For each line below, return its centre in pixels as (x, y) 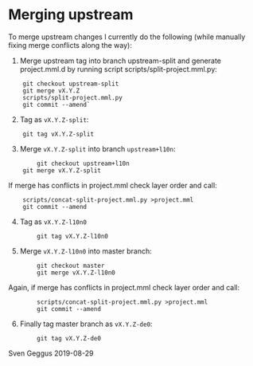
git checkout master (71, 266)
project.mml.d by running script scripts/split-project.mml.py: (118, 69)
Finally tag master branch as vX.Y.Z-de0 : (86, 324)
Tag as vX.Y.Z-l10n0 (53, 222)
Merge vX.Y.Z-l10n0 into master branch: (86, 251)
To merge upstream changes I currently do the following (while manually (127, 37)
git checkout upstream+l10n (83, 163)
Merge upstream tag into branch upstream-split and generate (120, 61)
